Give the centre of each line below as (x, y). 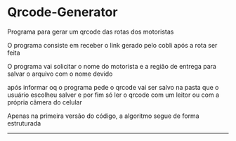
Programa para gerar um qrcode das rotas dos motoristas (91, 32)
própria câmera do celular (45, 102)
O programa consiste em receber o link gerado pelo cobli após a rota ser (112, 45)
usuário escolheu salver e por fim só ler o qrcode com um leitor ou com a (113, 95)
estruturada (24, 123)
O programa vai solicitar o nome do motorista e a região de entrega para (112, 66)
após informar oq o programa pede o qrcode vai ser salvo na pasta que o (113, 87)
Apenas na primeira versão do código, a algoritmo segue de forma (103, 116)
